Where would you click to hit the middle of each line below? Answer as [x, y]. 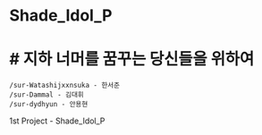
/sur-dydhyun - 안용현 [49, 105]
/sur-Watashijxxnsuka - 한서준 [65, 86]
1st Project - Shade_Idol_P [57, 121]
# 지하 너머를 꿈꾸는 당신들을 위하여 [132, 59]
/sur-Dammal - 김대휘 [47, 95]
